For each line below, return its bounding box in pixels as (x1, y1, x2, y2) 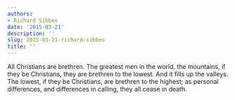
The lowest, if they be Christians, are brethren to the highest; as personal (7, 77, 220, 85)
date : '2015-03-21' (7, 23, 65, 30)
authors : (7, 10, 33, 18)
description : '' (7, 30, 55, 37)
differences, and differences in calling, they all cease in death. (7, 85, 188, 93)
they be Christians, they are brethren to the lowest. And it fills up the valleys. (7, 70, 229, 78)
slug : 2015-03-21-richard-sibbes (7, 37, 106, 44)
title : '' (7, 43, 37, 50)
